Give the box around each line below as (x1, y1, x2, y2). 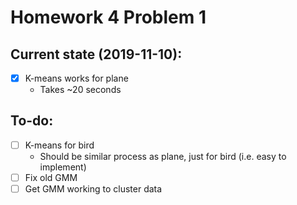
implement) (39, 161, 87, 173)
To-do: (10, 112, 54, 130)
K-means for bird (24, 139, 95, 151)
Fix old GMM (24, 171, 78, 183)
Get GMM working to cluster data (24, 183, 163, 195)
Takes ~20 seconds (39, 84, 122, 96)
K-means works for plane (24, 72, 129, 84)
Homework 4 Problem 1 (10, 6, 207, 29)
